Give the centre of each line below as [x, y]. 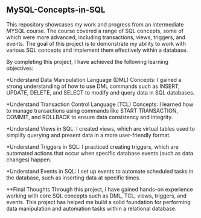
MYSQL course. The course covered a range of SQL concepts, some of [95, 31]
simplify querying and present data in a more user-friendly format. [88, 135]
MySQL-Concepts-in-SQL [56, 10]
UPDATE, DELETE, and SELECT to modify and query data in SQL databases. [101, 92]
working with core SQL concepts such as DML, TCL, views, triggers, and [97, 196]
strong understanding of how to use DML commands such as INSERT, [93, 86]
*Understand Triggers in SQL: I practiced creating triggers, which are [93, 146]
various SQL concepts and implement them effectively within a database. [97, 50]
